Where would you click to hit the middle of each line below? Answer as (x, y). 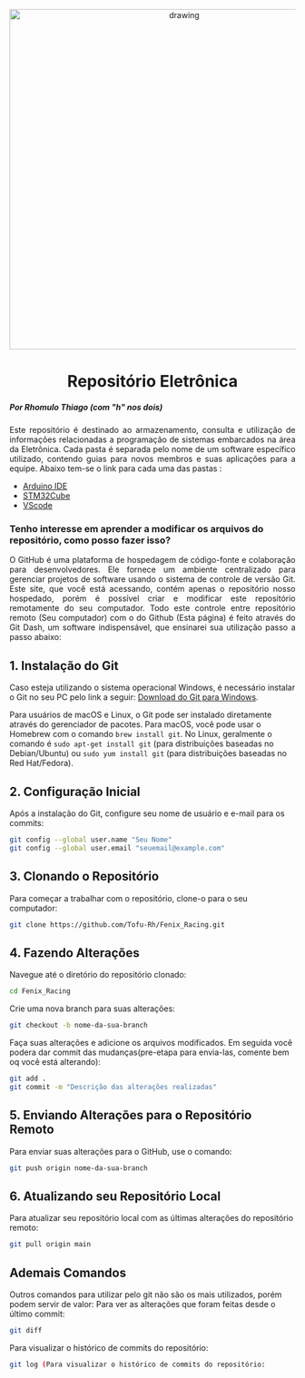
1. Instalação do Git (64, 666)
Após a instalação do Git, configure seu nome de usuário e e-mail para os (147, 813)
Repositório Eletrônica (152, 382)
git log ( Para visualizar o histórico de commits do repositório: (138, 1364)
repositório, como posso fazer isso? (90, 540)
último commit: (37, 1314)
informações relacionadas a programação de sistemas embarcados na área (152, 439)
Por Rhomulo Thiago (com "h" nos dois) (86, 407)
